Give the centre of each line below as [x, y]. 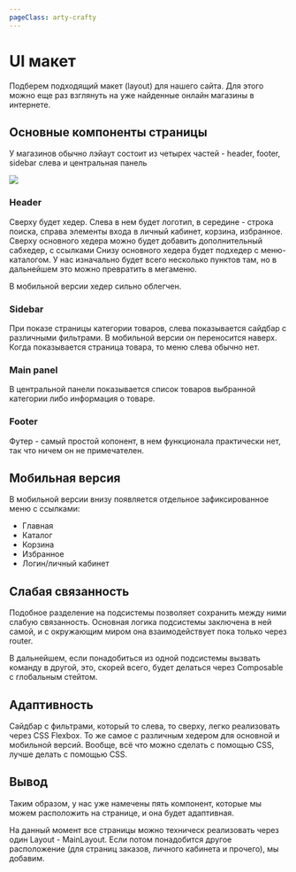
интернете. [30, 104]
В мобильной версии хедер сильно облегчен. [95, 286]
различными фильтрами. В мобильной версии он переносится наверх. [143, 337]
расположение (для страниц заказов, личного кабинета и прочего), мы [144, 849]
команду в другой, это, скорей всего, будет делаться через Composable [146, 668]
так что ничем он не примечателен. [76, 450]
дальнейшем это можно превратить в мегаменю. [103, 269]
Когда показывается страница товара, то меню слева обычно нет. [134, 347]
